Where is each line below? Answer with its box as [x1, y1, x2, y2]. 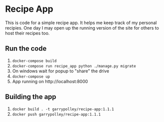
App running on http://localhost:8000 [12, 78, 88, 84]
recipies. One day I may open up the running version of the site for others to [5, 25, 159, 30]
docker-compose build [12, 58, 57, 63]
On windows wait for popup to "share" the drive [12, 68, 109, 74]
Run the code [5, 44, 47, 53]
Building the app [5, 92, 57, 101]
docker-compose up [12, 74, 50, 79]
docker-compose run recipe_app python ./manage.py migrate [12, 63, 136, 68]
